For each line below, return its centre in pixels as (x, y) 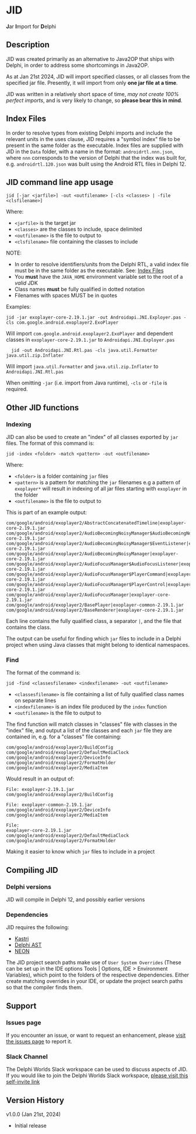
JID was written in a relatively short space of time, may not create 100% (92, 94)
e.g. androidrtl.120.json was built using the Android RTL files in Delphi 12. (96, 164)
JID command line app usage (60, 182)
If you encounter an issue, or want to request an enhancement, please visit (96, 1035)
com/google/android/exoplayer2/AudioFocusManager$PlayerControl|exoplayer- (100, 585)
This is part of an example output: (47, 512)
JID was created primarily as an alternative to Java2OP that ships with (90, 59)
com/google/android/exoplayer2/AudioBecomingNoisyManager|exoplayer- (92, 554)
